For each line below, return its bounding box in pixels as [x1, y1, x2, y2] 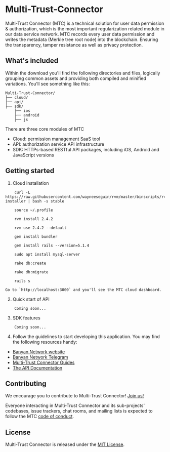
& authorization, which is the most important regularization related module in [5, 25, 164, 31]
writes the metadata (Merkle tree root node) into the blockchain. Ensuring [5, 36, 158, 43]
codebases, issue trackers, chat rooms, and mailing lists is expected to [5, 408, 153, 414]
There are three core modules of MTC [5, 126, 84, 132]
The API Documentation [12, 364, 63, 371]
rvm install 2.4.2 [14, 216, 53, 221]
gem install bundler [14, 234, 58, 239]
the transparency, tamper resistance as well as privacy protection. [5, 42, 143, 48]
